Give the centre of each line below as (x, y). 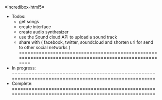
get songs (29, 22)
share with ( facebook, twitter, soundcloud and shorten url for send (86, 42)
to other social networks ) (45, 47)
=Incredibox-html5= (25, 7)
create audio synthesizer (44, 32)
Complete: (22, 83)
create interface (35, 27)
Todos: (18, 16)
